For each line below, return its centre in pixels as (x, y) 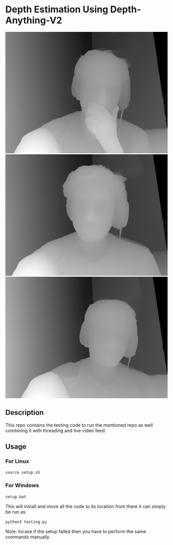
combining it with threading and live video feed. (56, 430)
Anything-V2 (34, 20)
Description (24, 413)
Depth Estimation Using (57, 10)
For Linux (17, 461)
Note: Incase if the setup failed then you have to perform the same (76, 531)
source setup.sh (23, 473)
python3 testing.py (26, 522)
